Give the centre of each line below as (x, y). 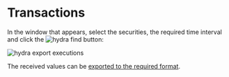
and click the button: (56, 39)
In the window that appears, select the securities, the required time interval (115, 32)
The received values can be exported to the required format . (94, 66)
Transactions (46, 13)
